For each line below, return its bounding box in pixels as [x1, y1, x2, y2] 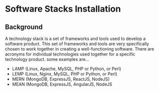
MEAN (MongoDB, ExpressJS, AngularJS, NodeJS [12, 81, 112, 87]
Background [5, 23, 43, 31]
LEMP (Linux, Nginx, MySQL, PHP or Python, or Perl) [12, 71, 117, 76]
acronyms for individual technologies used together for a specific [5, 51, 136, 57]
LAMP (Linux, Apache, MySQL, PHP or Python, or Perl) [12, 66, 122, 72]
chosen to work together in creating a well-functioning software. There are [5, 46, 154, 52]
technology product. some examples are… [5, 56, 90, 62]
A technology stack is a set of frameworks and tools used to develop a [5, 36, 146, 41]
